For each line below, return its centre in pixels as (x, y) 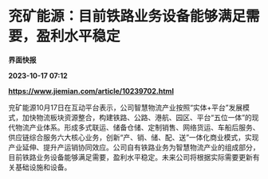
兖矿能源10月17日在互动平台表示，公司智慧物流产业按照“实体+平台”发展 (126, 107)
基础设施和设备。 (43, 167)
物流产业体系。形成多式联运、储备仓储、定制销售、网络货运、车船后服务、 (137, 127)
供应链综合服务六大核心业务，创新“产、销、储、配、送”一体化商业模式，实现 (134, 137)
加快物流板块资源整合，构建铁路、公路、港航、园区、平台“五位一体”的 (137, 117)
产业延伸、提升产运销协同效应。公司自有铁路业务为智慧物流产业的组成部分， (134, 147)
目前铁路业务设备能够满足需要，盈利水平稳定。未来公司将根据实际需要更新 (130, 157)
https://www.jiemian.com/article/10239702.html (91, 91)
